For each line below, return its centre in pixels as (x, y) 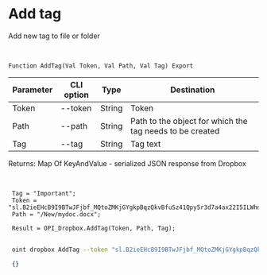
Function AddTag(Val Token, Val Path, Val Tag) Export (101, 66)
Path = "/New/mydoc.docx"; (56, 214)
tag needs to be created (175, 130)
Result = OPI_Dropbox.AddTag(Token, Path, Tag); (94, 228)
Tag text (146, 144)
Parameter (33, 90)
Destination (193, 90)
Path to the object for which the (189, 121)
